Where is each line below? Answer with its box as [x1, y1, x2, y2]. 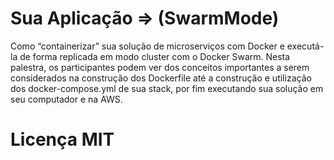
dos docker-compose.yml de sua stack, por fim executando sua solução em [10, 82, 324, 94]
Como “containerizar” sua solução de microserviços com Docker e [10, 40, 285, 52]
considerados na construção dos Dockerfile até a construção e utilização [10, 72, 312, 84]
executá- [286, 40, 325, 52]
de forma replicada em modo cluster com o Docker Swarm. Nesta [19, 50, 291, 62]
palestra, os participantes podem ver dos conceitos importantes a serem [10, 61, 310, 73]
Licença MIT [10, 128, 115, 151]
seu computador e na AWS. [10, 93, 123, 105]
